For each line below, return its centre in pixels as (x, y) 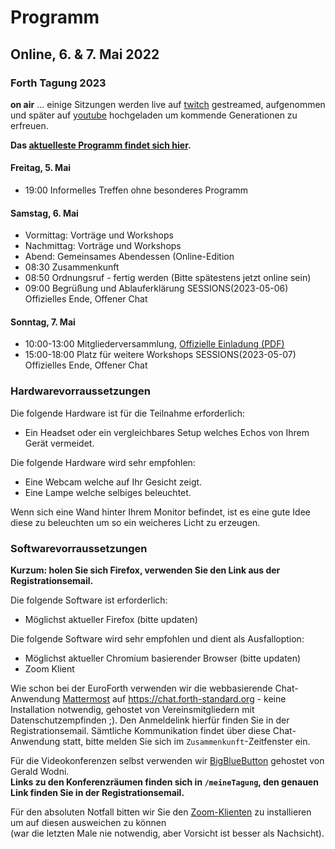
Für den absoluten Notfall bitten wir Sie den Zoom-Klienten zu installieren (161, 812)
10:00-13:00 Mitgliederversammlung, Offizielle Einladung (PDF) (154, 344)
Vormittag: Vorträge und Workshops (99, 235)
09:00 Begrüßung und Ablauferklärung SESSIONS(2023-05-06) (156, 288)
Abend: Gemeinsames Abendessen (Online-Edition (129, 257)
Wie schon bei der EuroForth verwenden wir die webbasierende (141, 688)
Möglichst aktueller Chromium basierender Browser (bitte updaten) (163, 658)
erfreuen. (29, 125)
